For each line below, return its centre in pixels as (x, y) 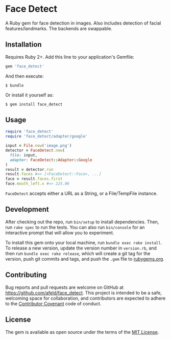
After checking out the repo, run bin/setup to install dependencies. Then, (82, 222)
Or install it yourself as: (29, 95)
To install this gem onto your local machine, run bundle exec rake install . (84, 242)
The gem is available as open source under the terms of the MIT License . (82, 332)
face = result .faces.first (34, 179)
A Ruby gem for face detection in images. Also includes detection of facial (83, 23)
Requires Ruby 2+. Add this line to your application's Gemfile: (70, 57)
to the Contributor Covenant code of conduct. (53, 303)
